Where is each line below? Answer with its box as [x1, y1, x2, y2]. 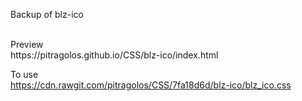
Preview [10, 39, 44, 50]
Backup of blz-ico [10, 9, 84, 20]
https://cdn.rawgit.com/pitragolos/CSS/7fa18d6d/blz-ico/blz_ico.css [10, 79, 292, 91]
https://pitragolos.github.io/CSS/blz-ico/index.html [10, 49, 219, 61]
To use [10, 69, 39, 80]
